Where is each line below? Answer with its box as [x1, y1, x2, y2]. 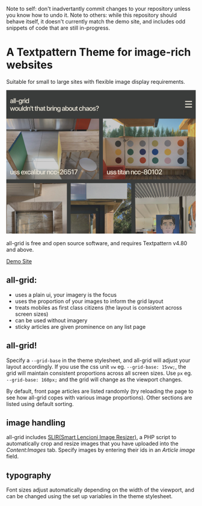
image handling [6, 417, 66, 428]
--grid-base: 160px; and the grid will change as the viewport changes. [6, 376, 183, 383]
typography [6, 470, 52, 481]
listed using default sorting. [6, 400, 74, 407]
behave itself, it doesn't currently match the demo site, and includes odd [6, 18, 185, 25]
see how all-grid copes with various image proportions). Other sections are [6, 394, 192, 401]
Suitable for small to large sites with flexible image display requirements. [6, 78, 185, 85]
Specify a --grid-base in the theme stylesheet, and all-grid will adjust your [6, 357, 191, 364]
